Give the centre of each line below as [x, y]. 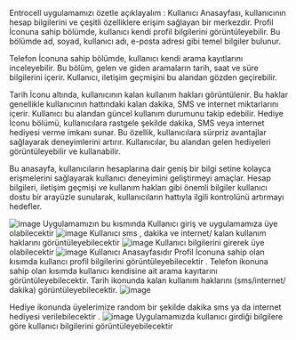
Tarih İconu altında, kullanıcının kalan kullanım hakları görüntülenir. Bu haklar [149, 94]
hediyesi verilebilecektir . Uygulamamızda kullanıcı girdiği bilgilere [146, 316]
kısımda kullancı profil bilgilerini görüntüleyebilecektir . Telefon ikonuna [139, 261]
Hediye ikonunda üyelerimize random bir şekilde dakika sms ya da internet [145, 307]
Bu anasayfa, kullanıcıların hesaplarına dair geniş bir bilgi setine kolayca [140, 169]
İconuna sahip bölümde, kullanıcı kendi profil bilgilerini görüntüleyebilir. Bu [145, 32]
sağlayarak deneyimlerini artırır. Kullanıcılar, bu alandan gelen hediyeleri [140, 142]
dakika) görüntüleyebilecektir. [64, 290]
